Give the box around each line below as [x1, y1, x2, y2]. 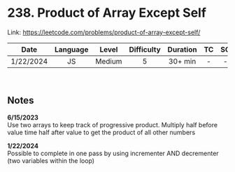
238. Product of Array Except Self [7, 5, 206, 21]
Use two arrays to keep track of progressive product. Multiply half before [7, 120, 218, 129]
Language [55, 44, 89, 54]
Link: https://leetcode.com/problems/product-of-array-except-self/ [7, 28, 201, 36]
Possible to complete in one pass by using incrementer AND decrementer [7, 149, 219, 157]
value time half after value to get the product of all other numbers [7, 128, 196, 136]
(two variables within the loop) [7, 156, 95, 165]
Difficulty [129, 44, 161, 54]
